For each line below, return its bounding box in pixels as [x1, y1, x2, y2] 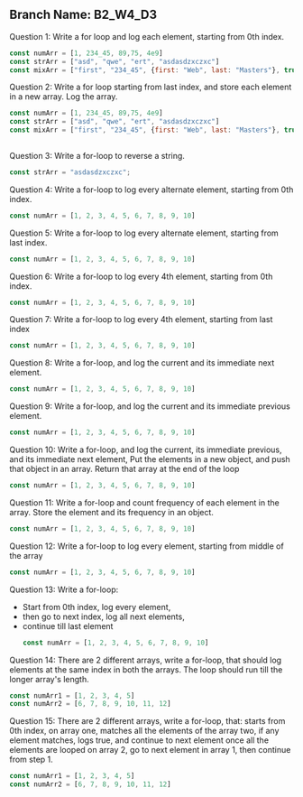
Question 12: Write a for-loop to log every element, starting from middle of [9, 541, 284, 551]
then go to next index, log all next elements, [22, 611, 185, 622]
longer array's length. [9, 673, 89, 684]
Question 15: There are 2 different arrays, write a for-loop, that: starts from [9, 716, 286, 727]
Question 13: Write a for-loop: [9, 584, 119, 595]
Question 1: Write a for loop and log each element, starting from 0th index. [9, 31, 285, 42]
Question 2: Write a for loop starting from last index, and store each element [9, 81, 292, 93]
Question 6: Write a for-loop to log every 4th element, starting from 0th [9, 271, 273, 282]
